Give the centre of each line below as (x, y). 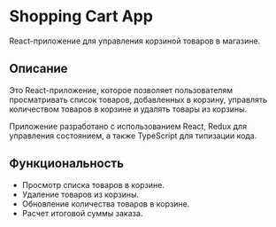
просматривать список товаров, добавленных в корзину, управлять (138, 99)
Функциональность (67, 164)
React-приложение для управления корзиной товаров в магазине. (135, 41)
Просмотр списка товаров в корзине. (93, 184)
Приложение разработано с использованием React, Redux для (128, 126)
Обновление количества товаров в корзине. (106, 204)
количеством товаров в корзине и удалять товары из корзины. (128, 109)
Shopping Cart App (81, 16)
